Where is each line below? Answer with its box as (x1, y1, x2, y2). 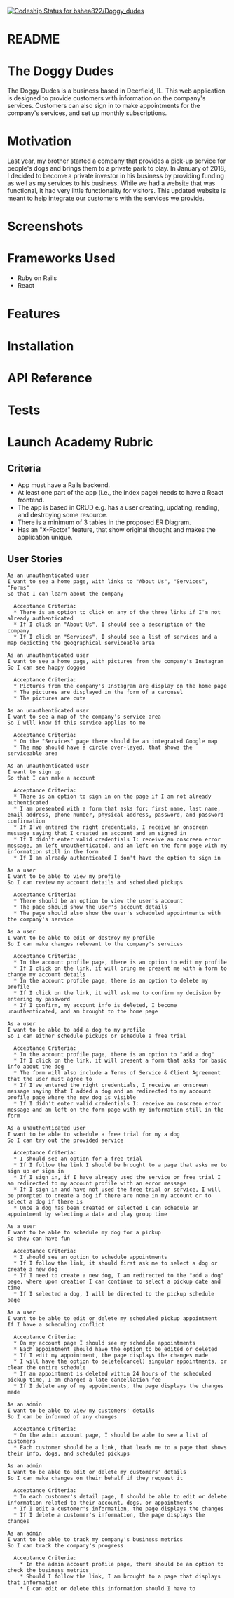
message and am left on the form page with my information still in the (7, 1106, 224, 1113)
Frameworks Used (7, 251, 116, 267)
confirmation (7, 818, 46, 825)
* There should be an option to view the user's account (13, 897, 184, 905)
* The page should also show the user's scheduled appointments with (13, 910, 221, 917)
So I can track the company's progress (7, 1542, 124, 1549)
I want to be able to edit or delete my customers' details (7, 1468, 187, 1475)
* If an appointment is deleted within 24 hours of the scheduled (13, 1370, 212, 1377)
